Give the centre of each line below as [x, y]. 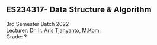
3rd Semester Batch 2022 [38, 24]
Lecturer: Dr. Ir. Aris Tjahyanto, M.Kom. [54, 30]
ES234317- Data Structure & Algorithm [79, 10]
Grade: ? [17, 36]
